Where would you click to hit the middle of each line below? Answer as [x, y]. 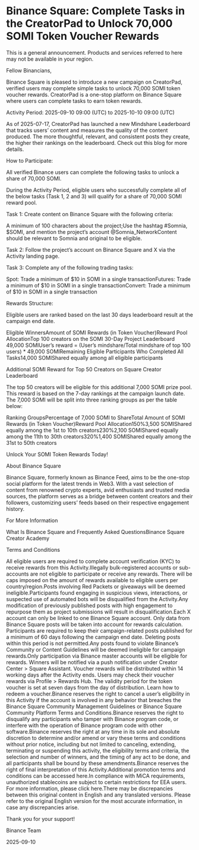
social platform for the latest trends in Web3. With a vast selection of [90, 484]
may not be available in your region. [50, 59]
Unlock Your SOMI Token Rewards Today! [57, 454]
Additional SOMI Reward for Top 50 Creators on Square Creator [84, 369]
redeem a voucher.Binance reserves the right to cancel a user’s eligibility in [98, 694]
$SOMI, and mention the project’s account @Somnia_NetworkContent [91, 232]
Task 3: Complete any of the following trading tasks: [70, 267]
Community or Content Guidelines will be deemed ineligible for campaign [96, 649]
